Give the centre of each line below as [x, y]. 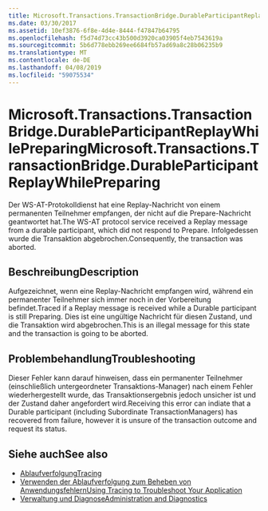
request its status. [38, 429]
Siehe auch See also [58, 454]
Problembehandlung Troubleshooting [102, 359]
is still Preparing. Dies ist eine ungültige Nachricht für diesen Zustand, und [130, 317]
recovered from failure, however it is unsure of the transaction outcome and [132, 421]
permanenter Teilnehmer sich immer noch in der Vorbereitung [110, 299]
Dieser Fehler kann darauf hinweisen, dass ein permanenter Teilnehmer [126, 378]
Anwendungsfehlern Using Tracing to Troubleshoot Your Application [131, 490]
